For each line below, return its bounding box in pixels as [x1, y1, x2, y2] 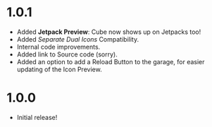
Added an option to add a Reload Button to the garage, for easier [16, 57, 205, 66]
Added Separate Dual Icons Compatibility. [16, 35, 139, 43]
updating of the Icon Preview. [16, 65, 103, 73]
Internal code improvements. [16, 42, 101, 51]
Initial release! [16, 113, 58, 121]
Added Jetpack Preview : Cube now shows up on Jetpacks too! [16, 28, 201, 36]
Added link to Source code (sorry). [16, 50, 118, 59]
